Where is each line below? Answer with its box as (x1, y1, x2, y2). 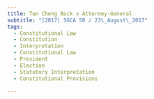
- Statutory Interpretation (13, 68, 95, 75)
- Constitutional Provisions (13, 75, 98, 82)
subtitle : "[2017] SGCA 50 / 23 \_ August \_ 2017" (7, 17, 148, 24)
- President (13, 56, 49, 63)
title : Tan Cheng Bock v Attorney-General (7, 10, 132, 17)
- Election (13, 62, 45, 69)
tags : (7, 23, 23, 30)
